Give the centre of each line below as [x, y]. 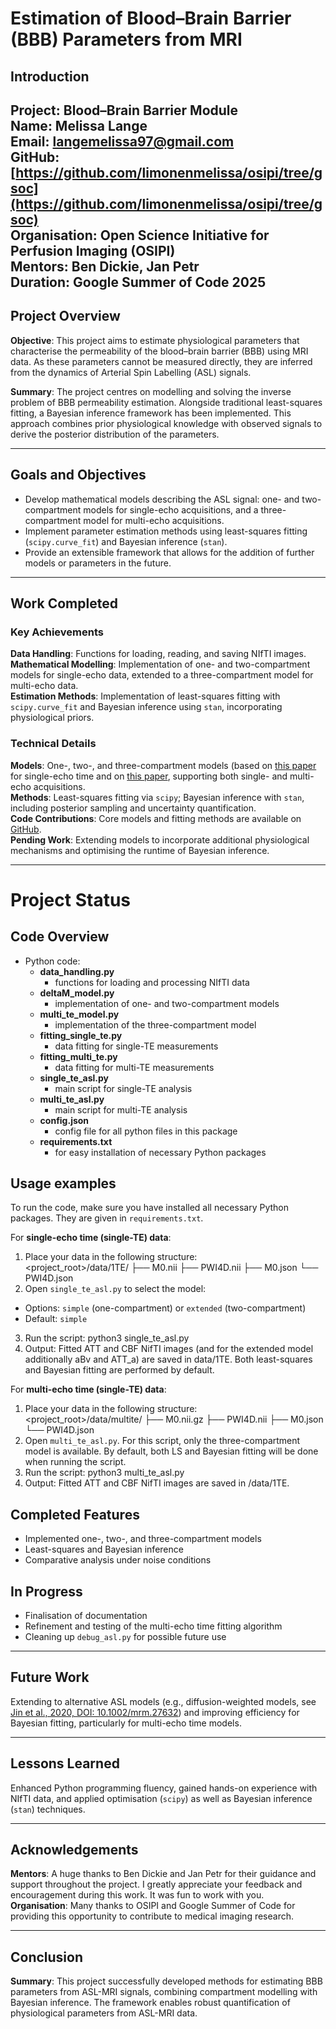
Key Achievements [57, 632]
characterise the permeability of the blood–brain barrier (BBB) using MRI [159, 351]
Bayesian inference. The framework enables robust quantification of [150, 2003]
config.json [64, 1120]
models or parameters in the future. [98, 563]
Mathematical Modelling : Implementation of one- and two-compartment [160, 664]
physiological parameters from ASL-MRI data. [104, 2013]
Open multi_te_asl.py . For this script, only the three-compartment [162, 1441]
